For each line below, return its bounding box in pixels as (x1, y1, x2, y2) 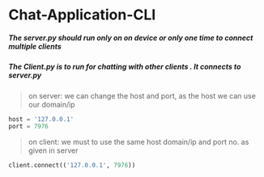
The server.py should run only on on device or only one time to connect (8, 32, 253, 42)
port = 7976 (8, 123, 49, 131)
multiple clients (8, 41, 62, 51)
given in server (28, 145, 79, 155)
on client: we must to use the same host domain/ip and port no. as (28, 137, 249, 147)
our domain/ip (28, 99, 75, 109)
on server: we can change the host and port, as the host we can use (28, 91, 257, 100)
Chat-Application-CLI (8, 6, 156, 24)
